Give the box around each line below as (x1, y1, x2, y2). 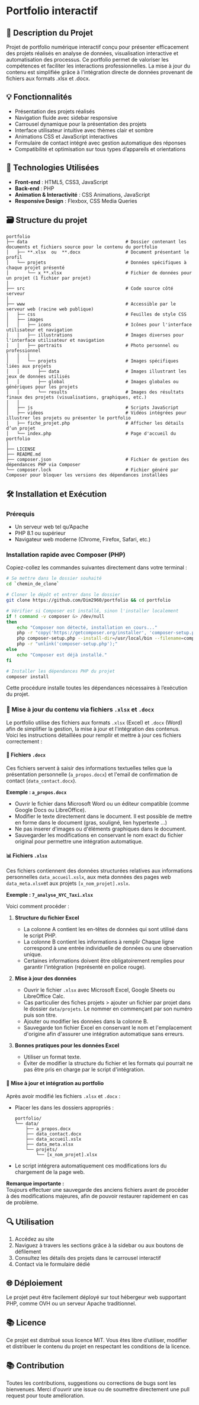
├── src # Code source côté (6, 286, 174, 291)
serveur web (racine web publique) (6, 306, 94, 312)
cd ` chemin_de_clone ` (6, 581, 60, 587)
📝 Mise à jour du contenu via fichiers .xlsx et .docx (6, 705, 155, 714)
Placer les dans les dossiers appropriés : (14, 1104, 114, 1111)
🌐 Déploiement (6, 1278, 63, 1288)
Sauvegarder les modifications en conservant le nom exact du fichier (14, 831, 184, 839)
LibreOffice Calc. (23, 993, 65, 1000)
